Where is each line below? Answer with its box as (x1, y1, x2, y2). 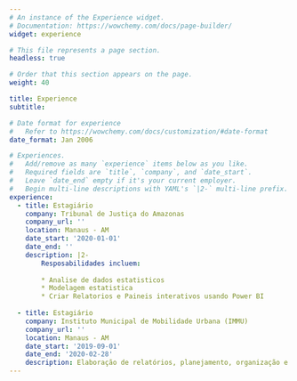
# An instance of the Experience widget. (9, 12, 165, 22)
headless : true (9, 54, 66, 63)
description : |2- (25, 250, 90, 259)
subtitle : (9, 102, 46, 111)
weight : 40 (9, 78, 50, 87)
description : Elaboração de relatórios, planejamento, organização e (25, 358, 289, 368)
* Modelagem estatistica (41, 284, 133, 293)
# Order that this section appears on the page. (9, 70, 193, 79)
